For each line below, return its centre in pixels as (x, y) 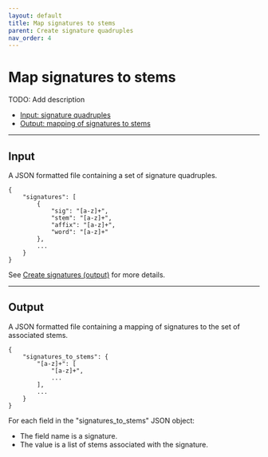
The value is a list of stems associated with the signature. (114, 444)
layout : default (35, 16)
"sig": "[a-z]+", (80, 211)
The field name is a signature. (69, 435)
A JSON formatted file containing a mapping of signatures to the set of (124, 326)
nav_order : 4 (30, 38)
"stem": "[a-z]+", (81, 218)
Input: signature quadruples (65, 115)
